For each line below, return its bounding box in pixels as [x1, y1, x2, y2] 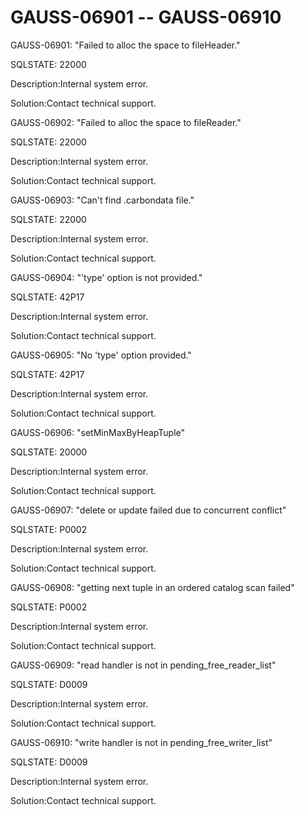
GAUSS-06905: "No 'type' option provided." [10, 349, 192, 361]
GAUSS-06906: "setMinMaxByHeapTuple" [10, 426, 185, 438]
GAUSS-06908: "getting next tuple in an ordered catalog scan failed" [10, 581, 295, 593]
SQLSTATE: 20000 [10, 446, 88, 458]
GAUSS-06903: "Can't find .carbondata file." [10, 194, 195, 206]
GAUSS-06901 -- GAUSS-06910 [10, 6, 282, 29]
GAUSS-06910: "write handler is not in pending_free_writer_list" [10, 736, 273, 748]
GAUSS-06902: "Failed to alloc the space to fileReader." [10, 116, 242, 128]
